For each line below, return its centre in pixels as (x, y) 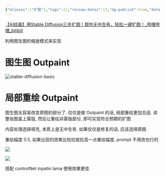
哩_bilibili (14, 30)
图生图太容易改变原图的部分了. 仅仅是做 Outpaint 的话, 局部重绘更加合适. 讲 (81, 112)
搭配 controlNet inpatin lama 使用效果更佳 (47, 168)
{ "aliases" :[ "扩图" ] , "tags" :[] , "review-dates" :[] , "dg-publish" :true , (77, 10)
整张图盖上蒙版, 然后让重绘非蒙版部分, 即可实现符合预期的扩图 (68, 118)
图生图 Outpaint (37, 62)
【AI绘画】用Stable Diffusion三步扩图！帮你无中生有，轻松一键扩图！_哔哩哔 (82, 24)
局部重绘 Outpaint (42, 98)
